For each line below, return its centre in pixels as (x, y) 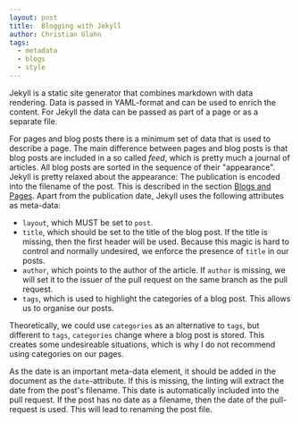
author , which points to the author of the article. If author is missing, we (154, 270)
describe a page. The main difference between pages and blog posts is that (149, 148)
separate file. (33, 121)
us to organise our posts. (68, 308)
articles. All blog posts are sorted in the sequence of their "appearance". (142, 167)
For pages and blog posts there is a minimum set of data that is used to (140, 139)
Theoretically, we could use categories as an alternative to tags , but (134, 325)
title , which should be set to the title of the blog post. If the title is (145, 232)
